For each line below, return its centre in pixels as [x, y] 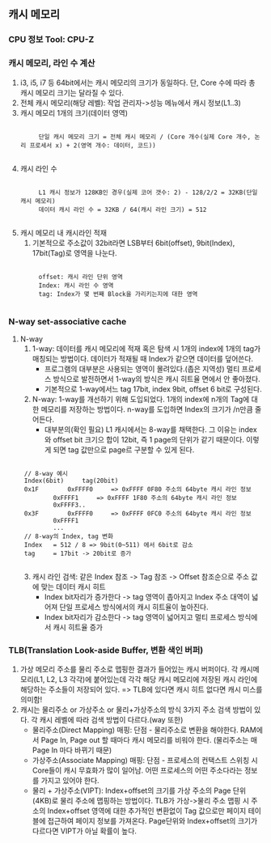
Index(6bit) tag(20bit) [71, 481]
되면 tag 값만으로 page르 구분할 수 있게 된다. [124, 449]
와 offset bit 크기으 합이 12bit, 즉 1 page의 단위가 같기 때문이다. [144, 439]
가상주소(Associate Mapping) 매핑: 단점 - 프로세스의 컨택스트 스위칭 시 [145, 760]
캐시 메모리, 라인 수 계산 [52, 63]
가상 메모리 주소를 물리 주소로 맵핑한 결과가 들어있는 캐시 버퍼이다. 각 [129, 669]
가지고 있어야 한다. [70, 781]
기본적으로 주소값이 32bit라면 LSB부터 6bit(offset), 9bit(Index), [133, 243]
